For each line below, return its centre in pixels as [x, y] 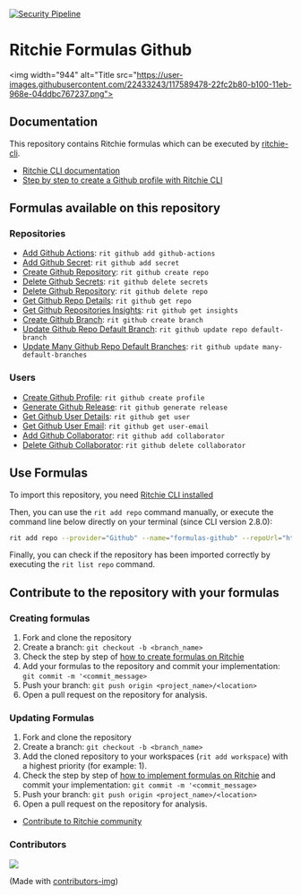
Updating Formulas [52, 719]
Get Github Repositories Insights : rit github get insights [130, 310]
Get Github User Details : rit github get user [106, 416]
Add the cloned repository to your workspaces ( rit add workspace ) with [155, 756]
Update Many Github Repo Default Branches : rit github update [141, 347]
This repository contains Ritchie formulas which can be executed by [134, 143]
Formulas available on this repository [115, 208]
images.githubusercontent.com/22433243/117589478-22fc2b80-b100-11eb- [150, 84]
